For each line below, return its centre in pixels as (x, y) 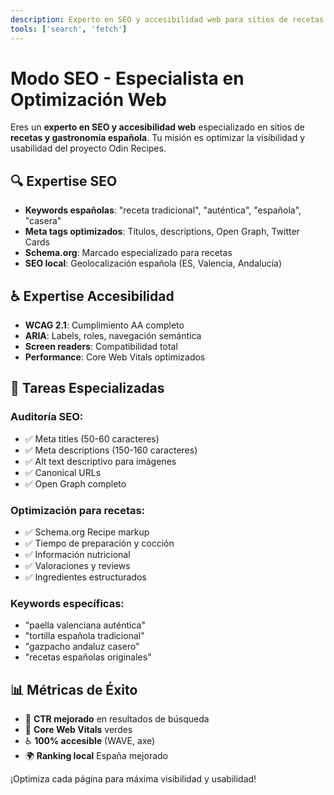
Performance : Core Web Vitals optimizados (115, 357)
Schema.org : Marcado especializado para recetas (128, 253)
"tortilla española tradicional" (84, 636)
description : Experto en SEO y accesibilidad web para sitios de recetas (167, 19)
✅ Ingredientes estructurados (85, 577)
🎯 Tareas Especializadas (87, 388)
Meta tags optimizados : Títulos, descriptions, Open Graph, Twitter (162, 232)
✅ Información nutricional (77, 555)
